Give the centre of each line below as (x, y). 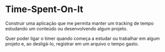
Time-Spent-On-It (44, 9)
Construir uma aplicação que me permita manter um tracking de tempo (79, 23)
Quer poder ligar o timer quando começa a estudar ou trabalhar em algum (82, 38)
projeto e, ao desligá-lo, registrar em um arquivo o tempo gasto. (72, 43)
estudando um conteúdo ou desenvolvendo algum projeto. (67, 28)
